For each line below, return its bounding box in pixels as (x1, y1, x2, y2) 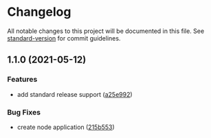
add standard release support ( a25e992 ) (16, 90, 133, 98)
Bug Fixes (7, 107, 41, 117)
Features (7, 75, 38, 84)
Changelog (7, 4, 71, 20)
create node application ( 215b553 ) (16, 123, 115, 131)
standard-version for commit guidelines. (7, 34, 121, 42)
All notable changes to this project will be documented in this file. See (7, 27, 205, 35)
